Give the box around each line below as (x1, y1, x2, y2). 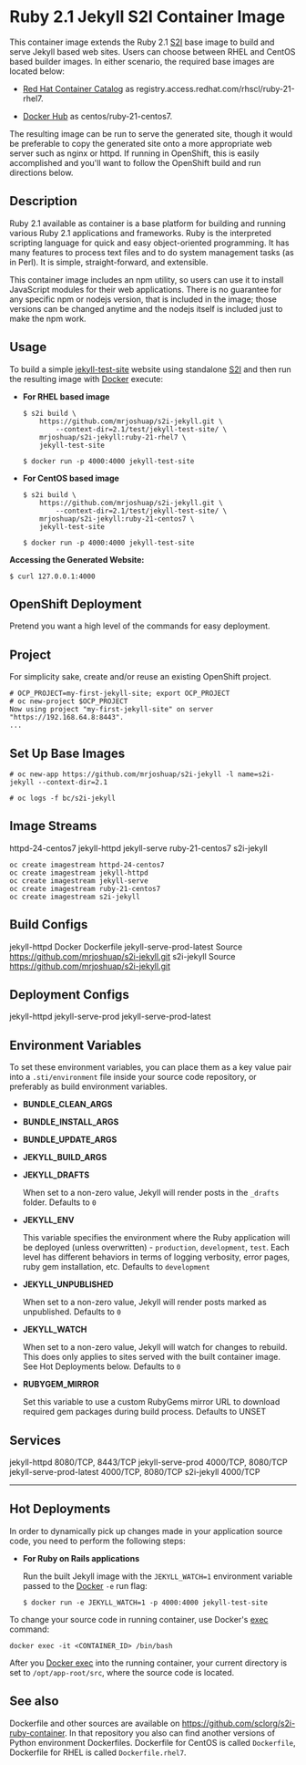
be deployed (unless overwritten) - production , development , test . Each (22, 1242, 290, 1253)
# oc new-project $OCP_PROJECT (9, 697, 128, 706)
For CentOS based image (22, 472, 120, 483)
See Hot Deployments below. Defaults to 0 (22, 1361, 181, 1372)
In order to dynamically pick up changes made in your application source (9, 1525, 283, 1536)
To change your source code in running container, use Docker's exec (9, 1614, 269, 1625)
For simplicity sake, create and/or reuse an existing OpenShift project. (9, 671, 271, 682)
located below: (9, 66, 66, 77)
